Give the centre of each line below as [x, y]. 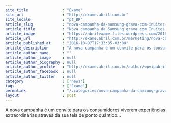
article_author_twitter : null [41, 77]
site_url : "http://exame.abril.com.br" [67, 15]
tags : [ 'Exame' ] [46, 86]
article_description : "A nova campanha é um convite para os [78, 48]
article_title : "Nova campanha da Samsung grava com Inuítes [85, 29]
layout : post [41, 95]
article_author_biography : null [41, 62]
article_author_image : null [41, 57]
